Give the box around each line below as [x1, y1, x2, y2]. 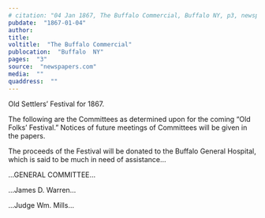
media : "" [8, 70, 44, 78]
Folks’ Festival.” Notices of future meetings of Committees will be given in [8, 123, 248, 132]
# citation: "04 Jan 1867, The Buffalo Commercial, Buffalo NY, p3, [8, 11, 238, 20]
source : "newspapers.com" [8, 63, 97, 71]
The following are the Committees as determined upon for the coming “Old [8, 114, 251, 124]
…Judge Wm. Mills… [8, 200, 75, 209]
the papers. [8, 131, 46, 140]
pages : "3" [8, 56, 47, 64]
